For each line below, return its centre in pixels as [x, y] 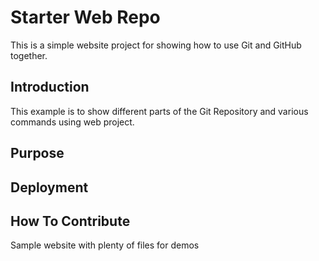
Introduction [50, 87]
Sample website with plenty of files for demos [105, 245]
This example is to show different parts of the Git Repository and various [159, 111]
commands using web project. [72, 122]
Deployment [49, 187]
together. [29, 55]
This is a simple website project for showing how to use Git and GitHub [156, 45]
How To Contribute [70, 221]
